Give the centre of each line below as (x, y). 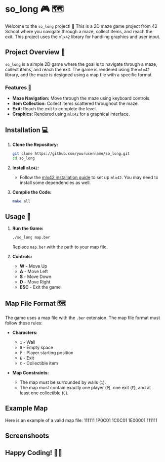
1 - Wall (27, 342)
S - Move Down (36, 277)
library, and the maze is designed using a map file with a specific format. (79, 75)
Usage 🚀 (18, 216)
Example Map (26, 408)
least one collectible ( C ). (44, 393)
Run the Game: (28, 229)
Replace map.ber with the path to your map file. (60, 247)
